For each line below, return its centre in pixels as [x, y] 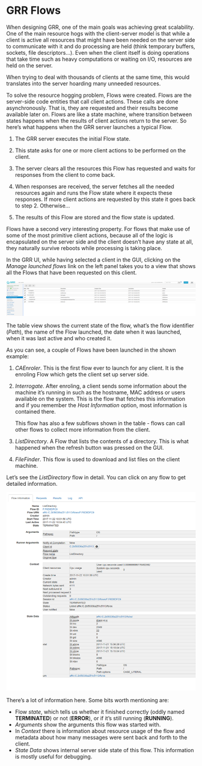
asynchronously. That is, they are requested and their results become [92, 108]
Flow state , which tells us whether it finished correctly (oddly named [99, 712]
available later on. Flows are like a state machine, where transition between [99, 114]
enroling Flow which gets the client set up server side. [82, 375]
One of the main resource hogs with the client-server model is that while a [98, 33]
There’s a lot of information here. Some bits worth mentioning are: [88, 700]
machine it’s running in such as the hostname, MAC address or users [100, 393]
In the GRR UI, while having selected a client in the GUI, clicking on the [93, 260]
